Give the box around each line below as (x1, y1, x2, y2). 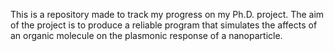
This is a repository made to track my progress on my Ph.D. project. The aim (10, 9, 325, 20)
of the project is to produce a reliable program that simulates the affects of (10, 19, 318, 31)
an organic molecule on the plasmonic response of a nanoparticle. (10, 30, 283, 41)
